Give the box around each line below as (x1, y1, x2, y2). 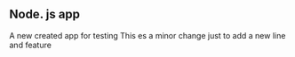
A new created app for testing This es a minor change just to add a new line (9, 30, 286, 40)
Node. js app (9, 7, 81, 22)
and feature (9, 39, 52, 50)
